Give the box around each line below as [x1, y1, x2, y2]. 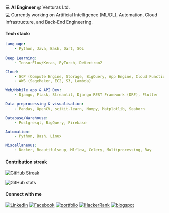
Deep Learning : [5, 55, 37, 61]
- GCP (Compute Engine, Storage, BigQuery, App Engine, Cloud [14, 74, 147, 79]
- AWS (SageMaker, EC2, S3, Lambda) [14, 79, 92, 84]
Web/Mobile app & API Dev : [5, 88, 62, 93]
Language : [5, 42, 26, 47]
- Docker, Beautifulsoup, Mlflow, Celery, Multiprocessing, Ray [14, 148, 152, 153]
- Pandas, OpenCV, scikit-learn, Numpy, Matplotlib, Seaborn [14, 106, 145, 111]
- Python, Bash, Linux [14, 134, 62, 139]
